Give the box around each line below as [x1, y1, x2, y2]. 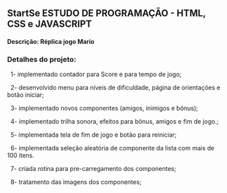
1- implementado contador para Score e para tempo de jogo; [10, 70, 182, 78]
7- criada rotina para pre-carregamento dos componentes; [10, 165, 176, 173]
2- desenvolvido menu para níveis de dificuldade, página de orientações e [10, 84, 221, 92]
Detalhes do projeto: [7, 54, 77, 64]
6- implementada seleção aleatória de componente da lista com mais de [10, 144, 215, 152]
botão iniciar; [7, 91, 45, 99]
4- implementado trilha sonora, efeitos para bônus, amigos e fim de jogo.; [10, 117, 219, 126]
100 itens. [7, 151, 34, 159]
